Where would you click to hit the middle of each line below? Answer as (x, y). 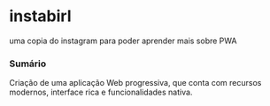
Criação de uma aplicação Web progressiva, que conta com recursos (135, 83)
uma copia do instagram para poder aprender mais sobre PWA (123, 41)
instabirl (41, 16)
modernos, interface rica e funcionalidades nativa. (101, 92)
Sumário (28, 64)
